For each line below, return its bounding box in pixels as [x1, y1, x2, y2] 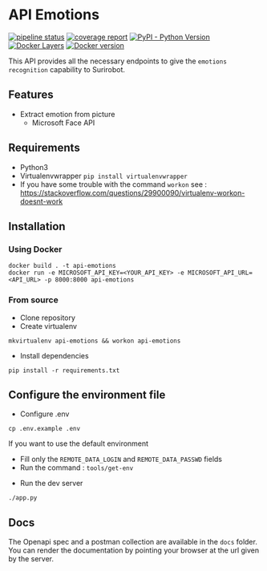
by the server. [8, 554, 55, 564]
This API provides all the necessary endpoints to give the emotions [8, 56, 227, 66]
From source [8, 294, 59, 306]
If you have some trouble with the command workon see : [19, 179, 207, 189]
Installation [8, 219, 66, 233]
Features [8, 88, 54, 102]
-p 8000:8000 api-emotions [43, 276, 135, 284]
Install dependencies [19, 350, 90, 360]
